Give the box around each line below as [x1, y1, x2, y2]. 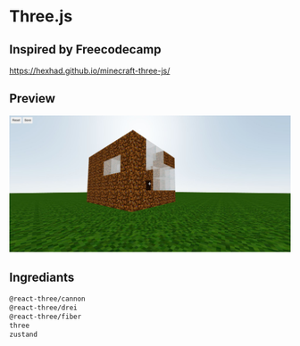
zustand [9, 330, 38, 340]
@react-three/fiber [9, 312, 82, 322]
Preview [9, 91, 56, 106]
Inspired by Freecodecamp [9, 42, 162, 57]
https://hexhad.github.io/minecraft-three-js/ [9, 65, 171, 76]
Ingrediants [9, 269, 75, 284]
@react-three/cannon [9, 294, 87, 304]
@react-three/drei [9, 303, 78, 313]
